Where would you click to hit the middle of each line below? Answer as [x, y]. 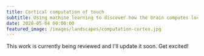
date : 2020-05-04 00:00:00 [40, 23]
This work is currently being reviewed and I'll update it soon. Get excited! [97, 46]
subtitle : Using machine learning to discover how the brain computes [97, 18]
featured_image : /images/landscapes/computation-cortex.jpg [84, 29]
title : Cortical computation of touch [55, 12]
